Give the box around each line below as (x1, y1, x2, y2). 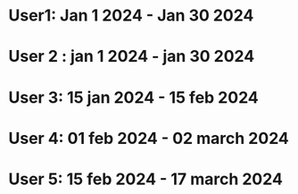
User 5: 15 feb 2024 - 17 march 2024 (8, 169, 283, 189)
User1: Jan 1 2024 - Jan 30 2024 (8, 5, 254, 26)
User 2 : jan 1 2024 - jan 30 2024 (8, 46, 255, 67)
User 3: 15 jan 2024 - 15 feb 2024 (8, 87, 260, 107)
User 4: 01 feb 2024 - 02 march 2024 (8, 128, 289, 148)
